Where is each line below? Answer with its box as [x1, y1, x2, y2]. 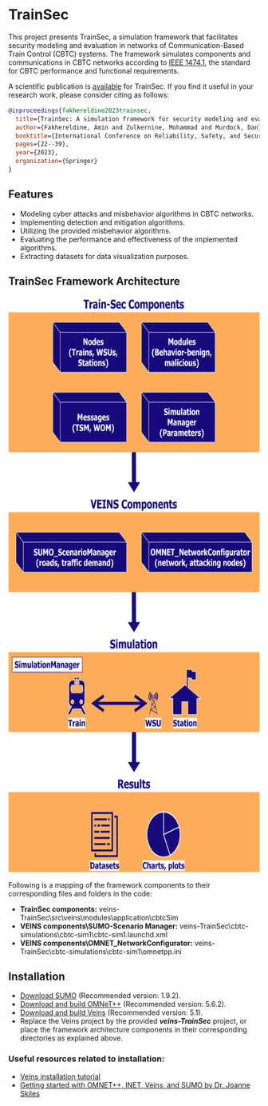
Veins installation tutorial [19, 1072, 101, 1081]
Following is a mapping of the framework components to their [8, 880, 211, 889]
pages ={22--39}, [15, 140, 69, 149]
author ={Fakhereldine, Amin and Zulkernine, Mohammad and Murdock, [15, 123, 245, 131]
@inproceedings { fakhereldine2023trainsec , [8, 106, 152, 114]
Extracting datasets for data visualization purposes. [19, 251, 190, 261]
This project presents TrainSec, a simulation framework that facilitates [8, 32, 238, 42]
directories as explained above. [19, 1033, 124, 1043]
